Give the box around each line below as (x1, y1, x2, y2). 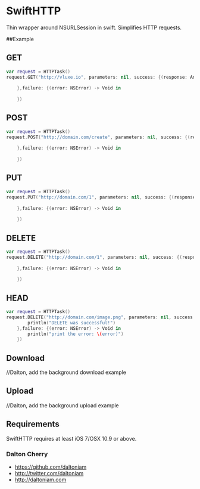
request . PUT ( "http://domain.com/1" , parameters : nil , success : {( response (6, 194, 196, 200)
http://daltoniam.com (14, 476, 67, 483)
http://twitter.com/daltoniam (14, 469, 84, 476)
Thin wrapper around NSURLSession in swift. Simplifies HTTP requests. (6, 24, 182, 31)
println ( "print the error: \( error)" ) (27, 331, 124, 337)
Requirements (6, 419, 60, 429)
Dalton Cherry (6, 450, 48, 458)
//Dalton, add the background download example (6, 369, 127, 376)
